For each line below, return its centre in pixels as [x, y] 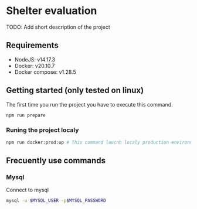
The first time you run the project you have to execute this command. [89, 104]
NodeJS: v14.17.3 [35, 59]
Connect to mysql [27, 190]
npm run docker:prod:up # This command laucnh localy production [87, 142]
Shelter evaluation [52, 11]
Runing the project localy [43, 130]
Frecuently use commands [56, 160]
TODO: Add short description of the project [58, 27]
